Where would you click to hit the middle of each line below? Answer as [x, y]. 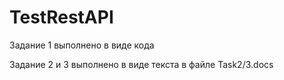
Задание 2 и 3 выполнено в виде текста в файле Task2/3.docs [141, 64]
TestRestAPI [61, 17]
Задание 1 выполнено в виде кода [82, 45]
